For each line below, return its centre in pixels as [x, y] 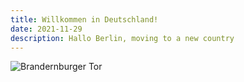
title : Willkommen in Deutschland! [84, 19]
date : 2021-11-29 [46, 29]
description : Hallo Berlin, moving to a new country [122, 38]
